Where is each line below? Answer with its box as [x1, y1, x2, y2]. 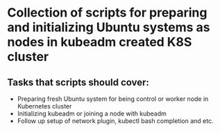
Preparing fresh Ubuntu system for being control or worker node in [17, 95, 209, 103]
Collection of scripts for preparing [7, 5, 208, 21]
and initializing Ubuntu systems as [7, 19, 210, 35]
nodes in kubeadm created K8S [7, 35, 192, 50]
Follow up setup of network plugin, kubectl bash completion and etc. [17, 117, 214, 125]
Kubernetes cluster [17, 102, 72, 110]
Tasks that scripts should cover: [7, 76, 149, 88]
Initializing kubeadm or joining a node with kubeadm [17, 109, 167, 117]
